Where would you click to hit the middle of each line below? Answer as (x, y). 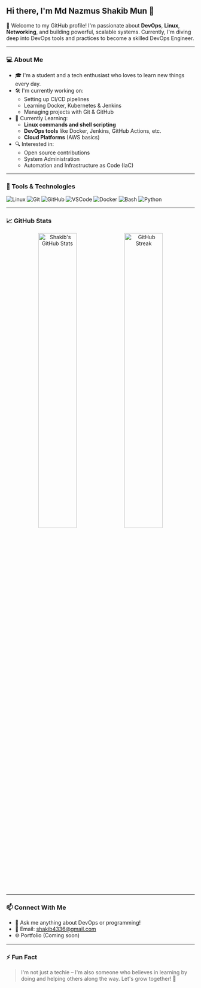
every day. (28, 84)
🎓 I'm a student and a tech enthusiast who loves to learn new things (100, 75)
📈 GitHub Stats (29, 221)
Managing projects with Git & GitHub (68, 112)
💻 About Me (25, 59)
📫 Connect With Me (36, 907)
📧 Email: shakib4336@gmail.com (56, 929)
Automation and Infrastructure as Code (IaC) (79, 166)
